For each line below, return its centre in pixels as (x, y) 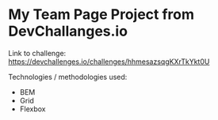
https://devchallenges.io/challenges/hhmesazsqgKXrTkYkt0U (109, 62)
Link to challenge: (37, 53)
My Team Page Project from (101, 15)
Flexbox (33, 109)
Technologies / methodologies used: (68, 77)
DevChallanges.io (68, 31)
